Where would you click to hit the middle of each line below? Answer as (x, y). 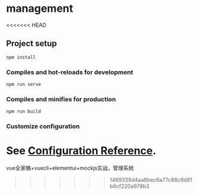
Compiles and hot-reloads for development (70, 72)
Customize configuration (43, 126)
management (40, 9)
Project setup (32, 44)
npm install (21, 57)
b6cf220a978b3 (130, 186)
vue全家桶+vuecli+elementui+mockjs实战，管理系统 (70, 168)
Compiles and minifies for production (61, 99)
